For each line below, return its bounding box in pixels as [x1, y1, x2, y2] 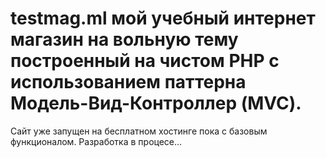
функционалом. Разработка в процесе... [10, 135, 183, 147]
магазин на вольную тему [10, 28, 239, 51]
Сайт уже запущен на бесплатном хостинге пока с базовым [10, 125, 268, 137]
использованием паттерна [10, 71, 247, 94]
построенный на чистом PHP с [10, 50, 280, 72]
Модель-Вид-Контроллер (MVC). [10, 92, 302, 115]
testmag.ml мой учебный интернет [10, 7, 316, 30]
